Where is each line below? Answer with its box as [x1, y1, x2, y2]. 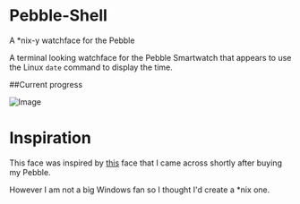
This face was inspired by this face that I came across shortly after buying [9, 157, 282, 168]
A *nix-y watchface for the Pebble [9, 35, 135, 46]
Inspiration [9, 128, 91, 149]
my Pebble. [9, 166, 51, 177]
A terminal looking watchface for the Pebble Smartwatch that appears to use [9, 52, 292, 63]
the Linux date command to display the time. [9, 62, 173, 72]
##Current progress [9, 79, 83, 89]
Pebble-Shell [9, 5, 107, 26]
